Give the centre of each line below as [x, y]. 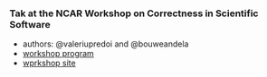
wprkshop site [49, 63]
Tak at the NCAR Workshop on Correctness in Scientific [134, 13]
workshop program [58, 54]
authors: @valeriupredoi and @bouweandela [105, 44]
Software [30, 24]
